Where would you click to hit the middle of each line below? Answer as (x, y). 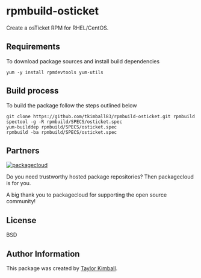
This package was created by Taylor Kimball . (62, 268)
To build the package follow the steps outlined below (72, 105)
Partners (23, 150)
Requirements (33, 47)
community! (21, 201)
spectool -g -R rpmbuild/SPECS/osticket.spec (64, 122)
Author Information (43, 254)
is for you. (19, 183)
